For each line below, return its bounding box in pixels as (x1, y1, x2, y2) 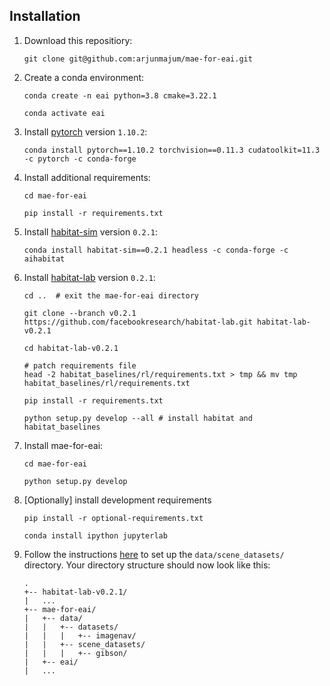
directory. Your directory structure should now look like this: (23, 559, 271, 571)
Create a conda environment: (23, 71, 145, 83)
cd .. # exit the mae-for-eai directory (23, 290, 199, 301)
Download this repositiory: (23, 34, 133, 46)
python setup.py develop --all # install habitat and (23, 413, 253, 423)
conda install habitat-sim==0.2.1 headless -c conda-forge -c (23, 245, 289, 255)
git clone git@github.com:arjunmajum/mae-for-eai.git (23, 54, 253, 64)
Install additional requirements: (23, 171, 151, 183)
